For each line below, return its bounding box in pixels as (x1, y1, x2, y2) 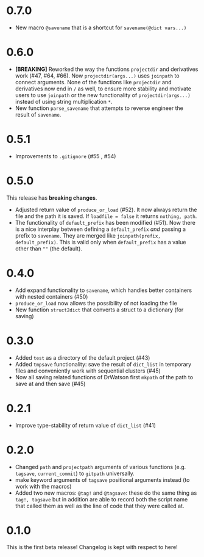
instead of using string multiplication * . (15, 98, 113, 105)
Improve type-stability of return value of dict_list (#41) (15, 421, 157, 429)
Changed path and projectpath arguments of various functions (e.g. (15, 463, 186, 470)
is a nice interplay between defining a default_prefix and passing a (15, 225, 186, 233)
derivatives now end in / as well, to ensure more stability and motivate (15, 85, 192, 92)
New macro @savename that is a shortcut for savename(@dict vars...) (15, 24, 187, 31)
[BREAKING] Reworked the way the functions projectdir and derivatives (15, 65, 199, 73)
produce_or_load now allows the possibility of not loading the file (15, 299, 178, 307)
